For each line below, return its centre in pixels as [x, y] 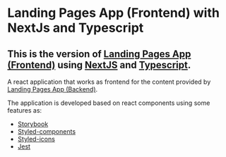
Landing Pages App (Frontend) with [114, 13]
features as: [25, 110]
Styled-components [47, 131]
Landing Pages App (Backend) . [53, 89]
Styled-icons [36, 139]
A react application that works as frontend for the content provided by [109, 82]
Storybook [33, 124]
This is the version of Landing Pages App [99, 54]
